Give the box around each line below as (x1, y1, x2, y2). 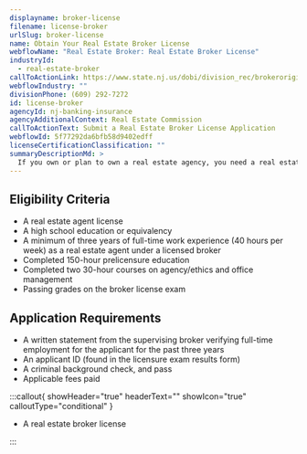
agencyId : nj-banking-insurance (9, 107, 132, 116)
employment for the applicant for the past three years (22, 344, 225, 355)
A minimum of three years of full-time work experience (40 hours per (22, 235, 283, 247)
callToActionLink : (9, 73, 79, 82)
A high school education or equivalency (22, 226, 173, 237)
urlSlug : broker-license (9, 30, 104, 39)
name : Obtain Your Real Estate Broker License (9, 38, 190, 48)
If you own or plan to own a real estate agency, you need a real (17, 157, 276, 167)
